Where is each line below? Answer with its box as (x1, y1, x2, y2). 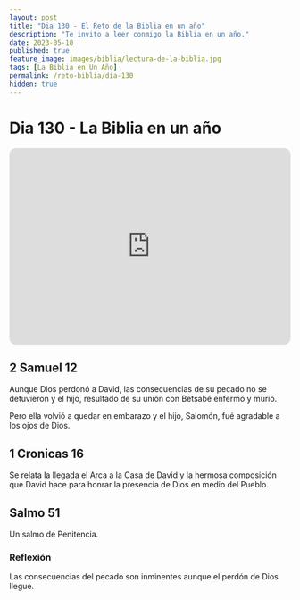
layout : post (9, 12, 58, 22)
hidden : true (9, 79, 58, 88)
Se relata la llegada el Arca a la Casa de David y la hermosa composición (9, 470, 277, 480)
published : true (9, 46, 70, 55)
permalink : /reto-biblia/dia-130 (9, 71, 134, 80)
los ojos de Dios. (9, 421, 71, 431)
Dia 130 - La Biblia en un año (9, 118, 221, 138)
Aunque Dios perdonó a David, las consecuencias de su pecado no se (9, 384, 268, 395)
